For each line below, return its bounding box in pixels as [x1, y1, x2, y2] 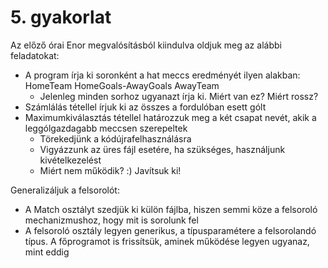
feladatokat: [10, 49, 60, 61]
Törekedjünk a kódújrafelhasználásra [39, 132, 192, 145]
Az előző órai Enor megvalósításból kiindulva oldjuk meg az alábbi [10, 39, 282, 51]
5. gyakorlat [10, 6, 112, 29]
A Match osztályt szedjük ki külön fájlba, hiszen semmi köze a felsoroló [24, 203, 318, 215]
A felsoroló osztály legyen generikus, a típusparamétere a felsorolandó [24, 224, 317, 236]
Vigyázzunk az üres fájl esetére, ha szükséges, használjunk [39, 143, 286, 155]
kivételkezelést [39, 154, 102, 166]
